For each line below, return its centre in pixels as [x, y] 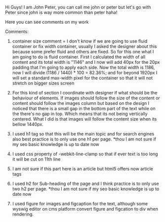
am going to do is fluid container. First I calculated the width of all [79, 57]
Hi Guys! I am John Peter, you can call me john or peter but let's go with [78, 7]
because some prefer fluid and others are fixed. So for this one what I [83, 52]
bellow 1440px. [28, 124]
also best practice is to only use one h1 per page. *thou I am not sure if [84, 139]
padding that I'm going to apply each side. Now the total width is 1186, [83, 67]
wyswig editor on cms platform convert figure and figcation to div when [85, 209]
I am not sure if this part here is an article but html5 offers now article [82, 169]
